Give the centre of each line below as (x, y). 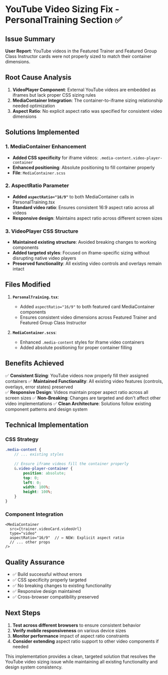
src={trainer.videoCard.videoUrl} (46, 529)
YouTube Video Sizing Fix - (62, 9)
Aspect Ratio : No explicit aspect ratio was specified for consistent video (87, 111)
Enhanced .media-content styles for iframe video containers (82, 342)
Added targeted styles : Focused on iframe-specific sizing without (81, 253)
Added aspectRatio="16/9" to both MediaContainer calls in (73, 196)
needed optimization (34, 106)
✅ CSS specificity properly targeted (49, 580)
